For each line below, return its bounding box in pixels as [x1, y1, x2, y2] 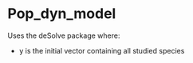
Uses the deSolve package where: [7, 31, 120, 40]
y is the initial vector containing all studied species [18, 46, 185, 55]
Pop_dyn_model [7, 5, 116, 23]
